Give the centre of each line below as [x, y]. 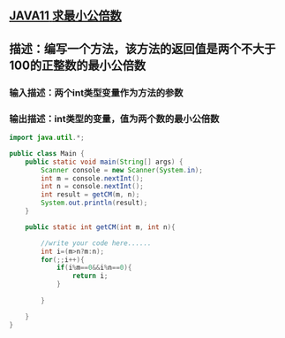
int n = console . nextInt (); [92, 187]
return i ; [90, 276]
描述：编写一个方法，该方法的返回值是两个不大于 [142, 48]
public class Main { [47, 153]
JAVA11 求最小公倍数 [65, 16]
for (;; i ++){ [63, 259]
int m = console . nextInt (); [92, 178]
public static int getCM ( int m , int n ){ [100, 227]
